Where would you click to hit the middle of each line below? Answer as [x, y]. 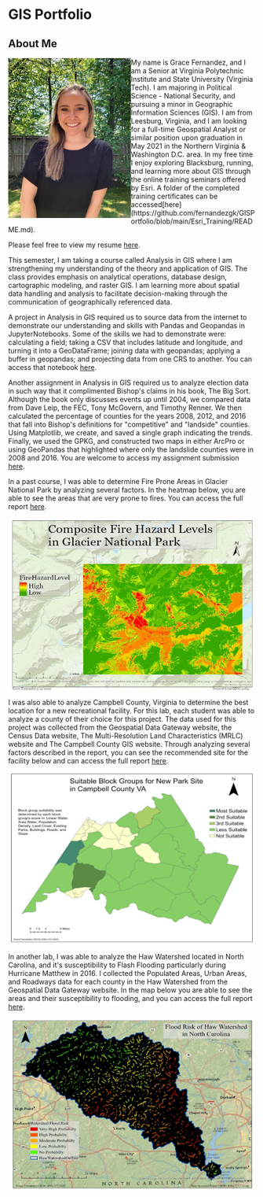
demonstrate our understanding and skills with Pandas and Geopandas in [127, 325]
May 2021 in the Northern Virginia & [188, 146]
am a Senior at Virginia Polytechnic [187, 71]
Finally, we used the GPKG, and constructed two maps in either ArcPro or [126, 441]
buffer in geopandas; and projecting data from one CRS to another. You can [130, 359]
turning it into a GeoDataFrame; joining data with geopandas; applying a [124, 351]
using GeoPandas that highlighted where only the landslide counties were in [131, 449]
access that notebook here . [52, 367]
